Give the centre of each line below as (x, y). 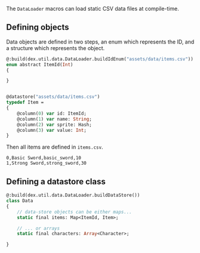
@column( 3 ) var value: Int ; (52, 130)
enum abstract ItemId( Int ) (40, 64)
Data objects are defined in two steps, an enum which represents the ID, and (100, 42)
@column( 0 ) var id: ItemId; (52, 113)
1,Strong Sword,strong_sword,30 (46, 163)
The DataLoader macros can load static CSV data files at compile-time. (93, 9)
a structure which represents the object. (56, 48)
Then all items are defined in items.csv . (55, 147)
